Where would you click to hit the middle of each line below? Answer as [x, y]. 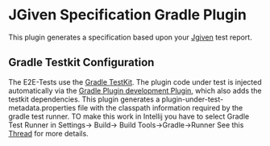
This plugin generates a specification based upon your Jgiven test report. [130, 37]
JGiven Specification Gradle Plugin [128, 15]
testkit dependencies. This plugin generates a [84, 99]
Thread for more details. [48, 133]
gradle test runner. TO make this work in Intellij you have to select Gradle [129, 116]
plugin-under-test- [193, 99]
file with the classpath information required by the [160, 107]
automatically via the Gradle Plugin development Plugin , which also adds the [135, 90]
